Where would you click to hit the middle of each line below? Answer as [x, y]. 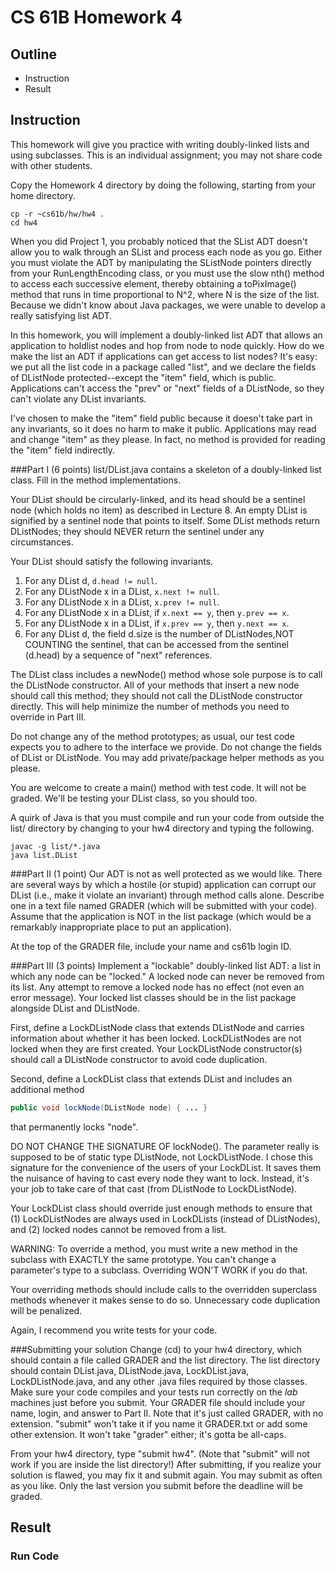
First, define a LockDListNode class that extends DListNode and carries [157, 1027]
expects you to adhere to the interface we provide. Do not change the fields [166, 747]
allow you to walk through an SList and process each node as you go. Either [166, 252]
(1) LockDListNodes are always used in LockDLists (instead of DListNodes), [165, 1218]
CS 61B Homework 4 [96, 17]
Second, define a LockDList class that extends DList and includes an [151, 1078]
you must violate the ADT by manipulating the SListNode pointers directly [161, 262]
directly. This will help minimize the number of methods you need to [150, 706]
